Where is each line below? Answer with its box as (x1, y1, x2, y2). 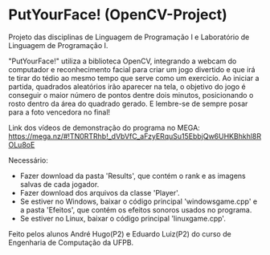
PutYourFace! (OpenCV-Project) (8, 6, 227, 24)
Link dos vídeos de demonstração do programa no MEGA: (8, 123, 201, 132)
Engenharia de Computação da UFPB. (8, 237, 134, 247)
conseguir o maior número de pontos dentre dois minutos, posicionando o (8, 90, 254, 99)
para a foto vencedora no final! (8, 107, 111, 117)
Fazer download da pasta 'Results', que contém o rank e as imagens (19, 171, 247, 180)
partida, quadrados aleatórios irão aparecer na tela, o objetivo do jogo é (8, 82, 247, 91)
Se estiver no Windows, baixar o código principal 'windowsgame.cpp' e (19, 196, 258, 206)
